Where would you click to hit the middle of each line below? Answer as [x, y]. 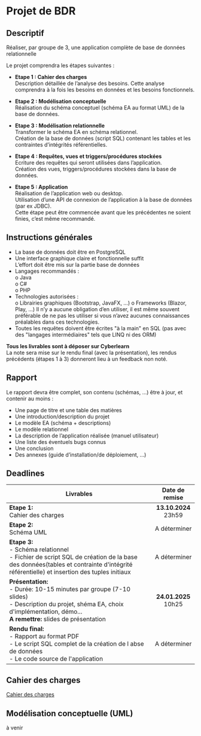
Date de [173, 490]
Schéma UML [28, 533]
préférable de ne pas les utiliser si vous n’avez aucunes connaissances [102, 315]
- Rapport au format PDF [44, 637]
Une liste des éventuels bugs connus [60, 442]
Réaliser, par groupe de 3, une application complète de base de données [96, 47]
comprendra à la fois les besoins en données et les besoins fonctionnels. [105, 90]
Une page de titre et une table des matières [68, 410]
